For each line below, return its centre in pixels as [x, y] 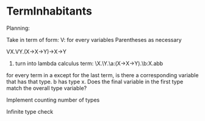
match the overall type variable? [47, 88]
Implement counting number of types [53, 100]
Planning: [18, 28]
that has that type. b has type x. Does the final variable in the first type [95, 81]
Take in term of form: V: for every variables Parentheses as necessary [94, 40]
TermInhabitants [49, 11]
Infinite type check [30, 111]
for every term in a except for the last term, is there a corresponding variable [103, 75]
